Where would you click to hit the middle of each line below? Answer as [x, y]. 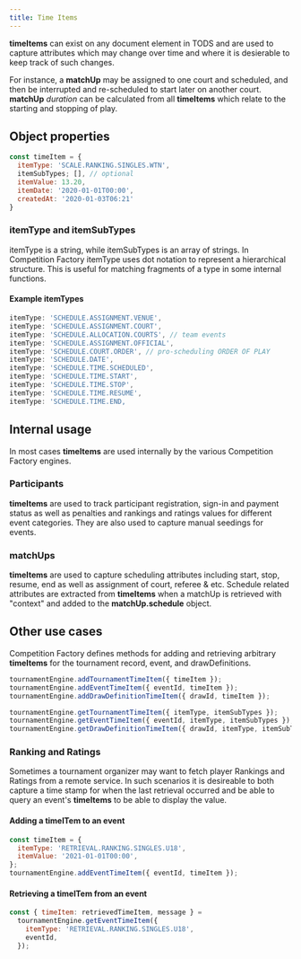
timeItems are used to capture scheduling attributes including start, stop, [145, 575]
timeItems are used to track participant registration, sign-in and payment [144, 503]
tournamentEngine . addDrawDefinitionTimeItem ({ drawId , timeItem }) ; [140, 696]
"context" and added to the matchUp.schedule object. [111, 603]
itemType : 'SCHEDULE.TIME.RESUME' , [76, 393]
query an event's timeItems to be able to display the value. [118, 800]
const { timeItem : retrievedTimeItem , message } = [106, 912]
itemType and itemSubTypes [73, 230]
